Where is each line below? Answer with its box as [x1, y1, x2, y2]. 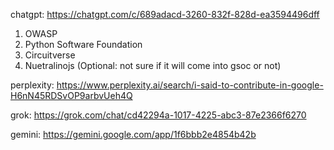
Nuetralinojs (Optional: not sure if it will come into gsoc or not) [24, 60, 282, 71]
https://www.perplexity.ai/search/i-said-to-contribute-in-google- [56, 79, 324, 91]
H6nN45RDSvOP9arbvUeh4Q [10, 90, 133, 101]
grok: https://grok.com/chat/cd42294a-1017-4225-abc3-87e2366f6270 [10, 109, 307, 121]
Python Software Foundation [24, 39, 143, 50]
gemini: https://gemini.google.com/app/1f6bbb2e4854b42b [10, 129, 257, 140]
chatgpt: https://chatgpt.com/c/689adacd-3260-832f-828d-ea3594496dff [10, 9, 320, 20]
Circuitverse [24, 49, 76, 61]
